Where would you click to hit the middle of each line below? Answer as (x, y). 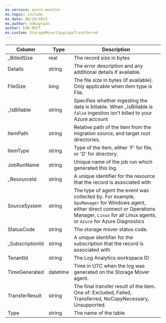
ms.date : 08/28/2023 (26, 19)
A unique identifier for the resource (114, 176)
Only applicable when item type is (113, 86)
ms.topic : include (24, 14)
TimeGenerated (26, 272)
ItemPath (18, 133)
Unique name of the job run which (113, 162)
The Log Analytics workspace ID (111, 258)
